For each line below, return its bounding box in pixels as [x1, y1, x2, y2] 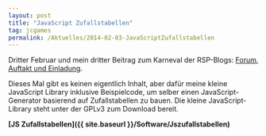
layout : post [8, 11, 52, 20]
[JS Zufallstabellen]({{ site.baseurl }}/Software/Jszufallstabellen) [8, 119, 230, 129]
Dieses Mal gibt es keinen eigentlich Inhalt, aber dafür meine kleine [8, 79, 228, 89]
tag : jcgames [8, 26, 52, 34]
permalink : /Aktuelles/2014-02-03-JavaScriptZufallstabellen [8, 33, 215, 42]
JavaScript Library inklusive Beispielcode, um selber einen [8, 88, 200, 97]
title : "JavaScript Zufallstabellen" [8, 19, 133, 27]
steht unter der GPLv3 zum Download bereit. [33, 104, 179, 114]
